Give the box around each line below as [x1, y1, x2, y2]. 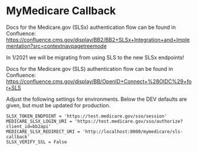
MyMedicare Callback [6, 4, 116, 18]
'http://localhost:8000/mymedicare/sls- [82, 129, 183, 134]
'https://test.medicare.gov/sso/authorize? [74, 118, 183, 124]
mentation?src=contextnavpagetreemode [6, 42, 107, 50]
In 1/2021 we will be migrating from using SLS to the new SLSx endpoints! [6, 54, 184, 61]
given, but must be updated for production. [6, 101, 111, 109]
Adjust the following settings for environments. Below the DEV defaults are [6, 96, 187, 103]
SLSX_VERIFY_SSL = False [6, 139, 67, 145]
